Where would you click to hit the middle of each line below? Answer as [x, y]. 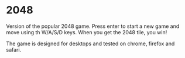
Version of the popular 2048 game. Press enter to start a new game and [93, 26]
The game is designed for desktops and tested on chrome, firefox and [90, 43]
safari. [14, 49]
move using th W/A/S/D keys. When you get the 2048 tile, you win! [87, 32]
